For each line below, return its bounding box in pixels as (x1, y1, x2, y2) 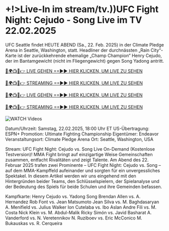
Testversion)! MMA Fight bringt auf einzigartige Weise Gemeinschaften (5, 151, 153, 157)
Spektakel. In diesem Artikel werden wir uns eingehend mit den (5, 173, 136, 179)
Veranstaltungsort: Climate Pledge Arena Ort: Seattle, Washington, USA (5, 136, 154, 142)
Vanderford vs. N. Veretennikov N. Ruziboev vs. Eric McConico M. (5, 215, 142, 221)
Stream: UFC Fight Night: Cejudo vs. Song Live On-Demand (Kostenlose (5, 146, 155, 152)
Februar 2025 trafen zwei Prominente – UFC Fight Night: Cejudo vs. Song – (5, 162, 161, 168)
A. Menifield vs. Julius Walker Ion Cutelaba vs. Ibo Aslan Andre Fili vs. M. (5, 204, 157, 210)
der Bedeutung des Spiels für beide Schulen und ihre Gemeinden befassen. (5, 183, 162, 190)
